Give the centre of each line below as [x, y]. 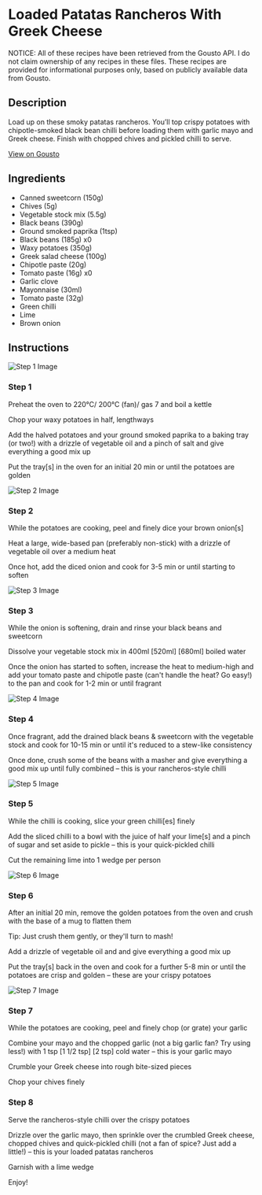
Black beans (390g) [51, 223]
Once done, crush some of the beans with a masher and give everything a [128, 760]
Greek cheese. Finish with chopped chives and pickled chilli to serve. [120, 139]
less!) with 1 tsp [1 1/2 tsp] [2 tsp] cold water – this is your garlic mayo [120, 1052]
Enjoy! [18, 1182]
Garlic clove [39, 281]
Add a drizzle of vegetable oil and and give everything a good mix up [120, 952]
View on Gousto [34, 154]
